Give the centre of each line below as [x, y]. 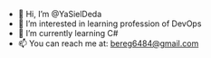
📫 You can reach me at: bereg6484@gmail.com [108, 43]
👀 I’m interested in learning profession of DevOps [110, 24]
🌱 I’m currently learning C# [68, 33]
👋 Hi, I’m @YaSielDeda [60, 14]
